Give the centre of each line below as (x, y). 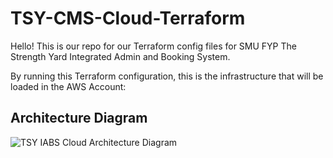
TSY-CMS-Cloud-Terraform (128, 18)
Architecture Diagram (79, 118)
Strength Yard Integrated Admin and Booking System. (120, 56)
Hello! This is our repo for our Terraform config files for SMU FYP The (153, 46)
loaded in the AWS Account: (68, 86)
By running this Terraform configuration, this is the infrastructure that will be (167, 76)
